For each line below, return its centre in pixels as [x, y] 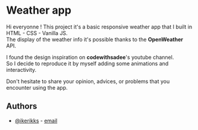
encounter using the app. [37, 87]
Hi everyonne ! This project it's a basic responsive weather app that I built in [99, 27]
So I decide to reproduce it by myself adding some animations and [87, 64]
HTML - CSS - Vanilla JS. [37, 33]
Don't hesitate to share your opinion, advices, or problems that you [88, 81]
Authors [22, 107]
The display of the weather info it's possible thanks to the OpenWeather [95, 39]
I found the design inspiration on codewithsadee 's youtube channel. [90, 57]
